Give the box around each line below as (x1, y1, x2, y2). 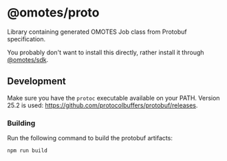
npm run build (7, 147, 48, 154)
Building (7, 118, 36, 128)
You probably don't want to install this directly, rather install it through (7, 48, 204, 56)
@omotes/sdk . (7, 55, 49, 63)
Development (7, 76, 67, 87)
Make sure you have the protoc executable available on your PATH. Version (7, 94, 220, 102)
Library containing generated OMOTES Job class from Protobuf (7, 28, 187, 36)
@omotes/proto (7, 5, 100, 21)
